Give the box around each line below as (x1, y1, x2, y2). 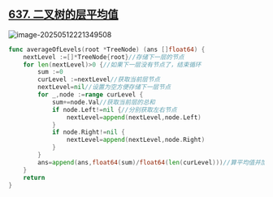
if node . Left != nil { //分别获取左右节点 (51, 105, 177, 113)
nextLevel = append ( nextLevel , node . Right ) (66, 136, 206, 144)
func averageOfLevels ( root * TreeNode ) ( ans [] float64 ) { (8, 45, 206, 54)
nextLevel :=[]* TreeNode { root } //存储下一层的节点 (23, 53, 184, 61)
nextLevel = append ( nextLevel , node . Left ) (66, 113, 201, 122)
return (23, 173, 45, 182)
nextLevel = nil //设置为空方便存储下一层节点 (37, 84, 171, 92)
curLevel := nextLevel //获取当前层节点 (37, 75, 161, 84)
